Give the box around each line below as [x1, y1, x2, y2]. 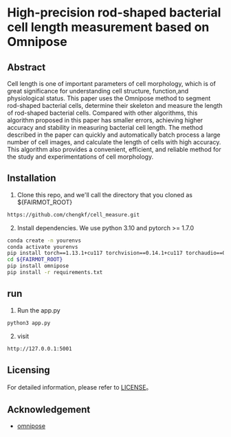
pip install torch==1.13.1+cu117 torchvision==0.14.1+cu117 [7, 249, 184, 257]
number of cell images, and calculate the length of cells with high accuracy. [7, 138, 221, 146]
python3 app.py [7, 320, 51, 326]
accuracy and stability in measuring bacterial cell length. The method [7, 124, 203, 131]
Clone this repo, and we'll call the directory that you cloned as [16, 190, 192, 199]
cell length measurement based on [7, 19, 210, 35]
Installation [7, 172, 56, 184]
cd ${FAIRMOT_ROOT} [7, 256, 63, 263]
